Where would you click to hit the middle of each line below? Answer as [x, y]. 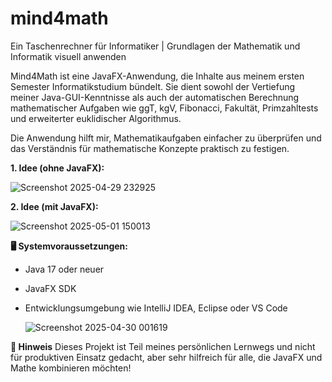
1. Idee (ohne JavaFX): [57, 168]
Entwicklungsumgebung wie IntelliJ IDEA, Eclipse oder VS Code [156, 308]
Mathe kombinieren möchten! [71, 368]
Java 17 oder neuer [64, 269]
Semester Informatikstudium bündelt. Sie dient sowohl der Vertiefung [153, 86]
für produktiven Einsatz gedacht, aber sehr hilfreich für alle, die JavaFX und [166, 357]
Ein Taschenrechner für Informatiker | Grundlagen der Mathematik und [155, 46]
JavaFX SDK [50, 288]
